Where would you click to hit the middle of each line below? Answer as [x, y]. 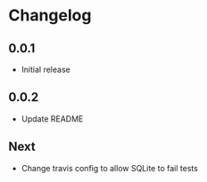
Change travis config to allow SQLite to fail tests [109, 168]
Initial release [46, 69]
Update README [52, 119]
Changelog [50, 16]
